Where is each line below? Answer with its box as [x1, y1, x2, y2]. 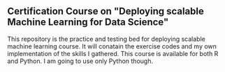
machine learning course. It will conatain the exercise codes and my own [7, 42, 217, 51]
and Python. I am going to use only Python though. [7, 57, 154, 65]
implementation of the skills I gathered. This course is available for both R [7, 49, 219, 57]
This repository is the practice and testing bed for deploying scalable [7, 35, 206, 43]
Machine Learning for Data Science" [7, 17, 169, 28]
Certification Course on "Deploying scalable [7, 6, 205, 17]
